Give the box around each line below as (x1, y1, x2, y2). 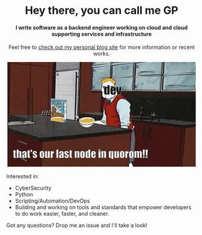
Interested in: (6, 173, 39, 180)
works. (93, 50, 111, 57)
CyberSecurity (15, 184, 51, 192)
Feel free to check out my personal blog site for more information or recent (8, 43, 195, 51)
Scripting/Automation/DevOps (15, 197, 90, 205)
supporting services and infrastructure (51, 30, 152, 37)
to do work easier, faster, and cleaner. (15, 210, 109, 218)
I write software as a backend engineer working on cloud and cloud (15, 23, 188, 31)
